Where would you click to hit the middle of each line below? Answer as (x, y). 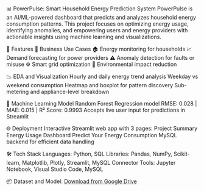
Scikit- (181, 154)
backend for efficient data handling (50, 142)
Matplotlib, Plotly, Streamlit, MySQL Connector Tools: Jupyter (99, 163)
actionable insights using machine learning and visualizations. (84, 37)
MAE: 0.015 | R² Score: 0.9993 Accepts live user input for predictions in (96, 110)
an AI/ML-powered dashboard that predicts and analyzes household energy (101, 17)
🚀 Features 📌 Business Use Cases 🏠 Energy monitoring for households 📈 (99, 49)
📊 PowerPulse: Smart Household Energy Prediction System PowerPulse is (100, 9)
